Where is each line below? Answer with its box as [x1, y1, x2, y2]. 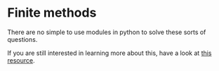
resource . [7, 56, 35, 64]
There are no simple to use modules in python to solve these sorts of [7, 28, 206, 36]
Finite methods [7, 5, 97, 21]
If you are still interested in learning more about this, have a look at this [7, 49, 212, 57]
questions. [7, 35, 38, 43]
